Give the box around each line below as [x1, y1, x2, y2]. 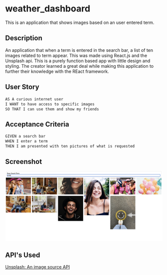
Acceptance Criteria [5, 120, 69, 129]
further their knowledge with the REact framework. [5, 68, 109, 74]
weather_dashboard [5, 3, 91, 14]
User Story [5, 83, 39, 91]
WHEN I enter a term [5, 139, 48, 144]
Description [5, 34, 42, 42]
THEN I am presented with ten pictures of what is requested [5, 144, 135, 149]
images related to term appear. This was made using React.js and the [5, 52, 148, 58]
